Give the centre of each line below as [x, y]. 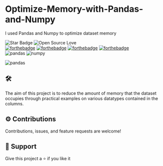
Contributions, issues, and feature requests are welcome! [63, 131]
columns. [15, 103]
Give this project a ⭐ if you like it [38, 159]
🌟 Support [21, 146]
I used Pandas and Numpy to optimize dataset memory [61, 33]
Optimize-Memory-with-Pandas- [74, 9]
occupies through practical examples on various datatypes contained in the [82, 98]
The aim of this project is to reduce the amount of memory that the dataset [81, 93]
